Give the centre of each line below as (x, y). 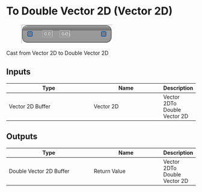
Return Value (110, 171)
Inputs (19, 72)
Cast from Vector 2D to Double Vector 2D (57, 53)
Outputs (22, 137)
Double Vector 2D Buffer (39, 171)
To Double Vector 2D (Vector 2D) (90, 11)
